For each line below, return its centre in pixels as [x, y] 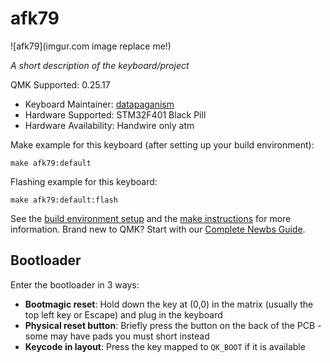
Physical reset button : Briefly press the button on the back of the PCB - [173, 325]
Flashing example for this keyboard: [84, 181]
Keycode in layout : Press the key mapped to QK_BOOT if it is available [165, 346]
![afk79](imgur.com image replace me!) [91, 46]
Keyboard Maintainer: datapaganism [99, 104]
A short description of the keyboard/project [100, 65]
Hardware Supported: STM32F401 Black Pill [115, 114]
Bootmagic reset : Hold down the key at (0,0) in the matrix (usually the [169, 304]
